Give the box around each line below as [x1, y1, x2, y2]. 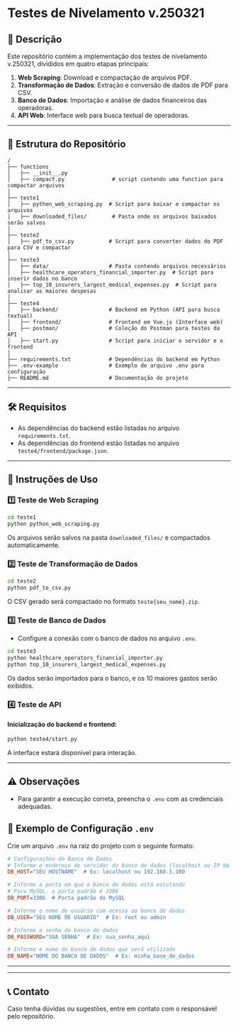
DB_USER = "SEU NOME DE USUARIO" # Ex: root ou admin [7, 913, 166, 921]
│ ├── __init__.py [7, 169, 69, 177]
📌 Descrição [7, 33, 62, 45]
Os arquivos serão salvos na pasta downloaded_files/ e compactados [7, 534, 210, 542]
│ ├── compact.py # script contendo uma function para [7, 175, 223, 182]
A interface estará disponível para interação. [7, 749, 137, 757]
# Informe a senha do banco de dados [7, 926, 119, 934]
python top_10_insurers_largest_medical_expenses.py [7, 661, 166, 669]
